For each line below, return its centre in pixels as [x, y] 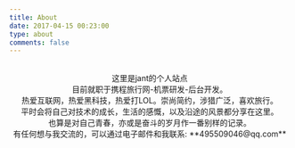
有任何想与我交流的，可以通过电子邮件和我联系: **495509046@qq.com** [150, 134]
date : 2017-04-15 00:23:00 [59, 26]
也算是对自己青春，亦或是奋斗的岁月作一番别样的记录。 [150, 123]
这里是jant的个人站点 [150, 78]
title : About [33, 17]
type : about [31, 34]
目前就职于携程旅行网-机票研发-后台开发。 [150, 89]
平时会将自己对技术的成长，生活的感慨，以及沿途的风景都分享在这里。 [150, 111]
